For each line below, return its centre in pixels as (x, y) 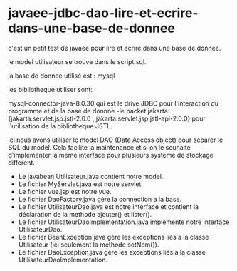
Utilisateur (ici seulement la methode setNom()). (89, 245)
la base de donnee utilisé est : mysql (62, 76)
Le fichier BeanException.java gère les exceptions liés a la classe (114, 237)
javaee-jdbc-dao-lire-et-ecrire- (103, 13)
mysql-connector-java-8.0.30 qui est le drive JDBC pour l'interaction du (114, 103)
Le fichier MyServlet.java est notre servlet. (80, 184)
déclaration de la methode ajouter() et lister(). (85, 214)
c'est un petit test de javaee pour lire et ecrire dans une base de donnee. (115, 48)
